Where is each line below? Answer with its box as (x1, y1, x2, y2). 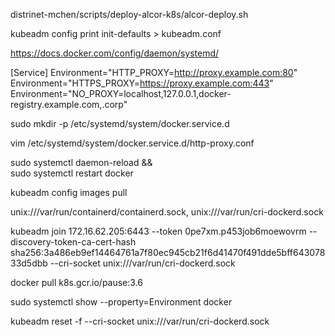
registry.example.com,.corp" (10, 99, 128, 110)
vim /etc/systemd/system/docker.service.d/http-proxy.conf (10, 137, 255, 149)
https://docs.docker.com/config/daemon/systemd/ (10, 47, 220, 59)
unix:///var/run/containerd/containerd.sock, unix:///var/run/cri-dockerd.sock (10, 206, 324, 218)
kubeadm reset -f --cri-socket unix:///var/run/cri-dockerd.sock (10, 315, 270, 327)
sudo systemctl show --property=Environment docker (10, 296, 233, 308)
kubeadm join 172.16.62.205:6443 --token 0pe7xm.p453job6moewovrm (10, 225, 307, 237)
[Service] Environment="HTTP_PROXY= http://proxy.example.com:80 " (10, 67, 298, 78)
